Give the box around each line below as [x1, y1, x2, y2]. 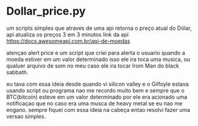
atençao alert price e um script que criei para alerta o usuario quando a [6, 49, 186, 56]
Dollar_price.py [6, 4, 86, 18]
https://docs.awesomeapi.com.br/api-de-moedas [6, 37, 130, 44]
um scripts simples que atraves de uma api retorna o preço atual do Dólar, [6, 24, 192, 32]
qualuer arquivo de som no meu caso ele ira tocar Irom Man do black [6, 62, 180, 69]
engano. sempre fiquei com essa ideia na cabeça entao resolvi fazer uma [6, 106, 191, 113]
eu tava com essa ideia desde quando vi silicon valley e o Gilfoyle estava [6, 80, 189, 88]
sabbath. [6, 68, 29, 75]
